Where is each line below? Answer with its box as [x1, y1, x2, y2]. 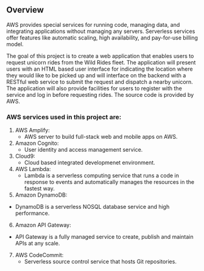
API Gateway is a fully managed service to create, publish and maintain [15, 233, 194, 241]
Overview [6, 5, 44, 15]
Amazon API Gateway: [15, 222, 71, 229]
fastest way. [24, 185, 55, 192]
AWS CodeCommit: [15, 252, 64, 259]
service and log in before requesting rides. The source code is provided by [6, 91, 194, 98]
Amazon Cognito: [15, 139, 59, 147]
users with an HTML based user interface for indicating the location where [6, 65, 193, 72]
